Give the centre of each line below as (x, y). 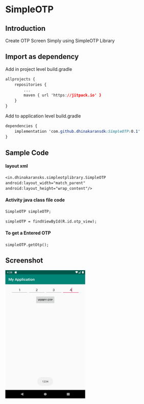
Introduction (26, 28)
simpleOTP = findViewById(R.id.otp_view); (51, 221)
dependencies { (21, 126)
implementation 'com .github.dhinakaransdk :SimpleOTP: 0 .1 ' (77, 131)
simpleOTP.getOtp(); (27, 245)
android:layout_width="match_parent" (45, 183)
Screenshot (24, 261)
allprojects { (20, 79)
